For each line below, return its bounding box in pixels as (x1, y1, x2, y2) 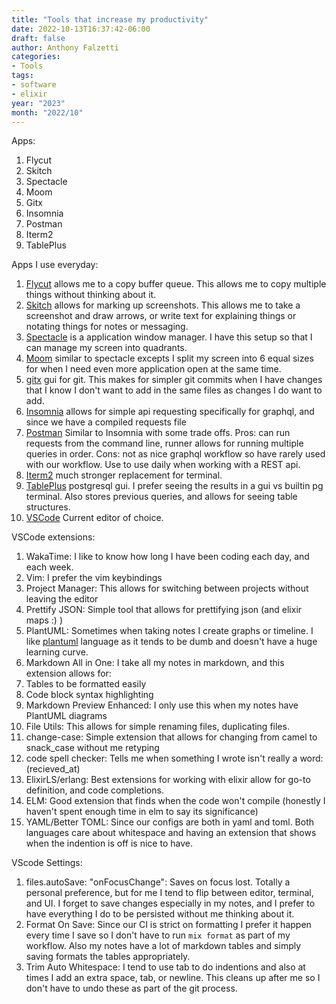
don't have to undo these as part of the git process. (25, 982, 238, 995)
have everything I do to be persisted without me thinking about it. (25, 908, 295, 920)
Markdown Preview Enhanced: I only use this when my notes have (25, 699, 299, 711)
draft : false (11, 33, 66, 43)
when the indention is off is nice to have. (25, 837, 193, 850)
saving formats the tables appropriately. (25, 951, 191, 963)
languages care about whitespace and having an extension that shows (25, 827, 317, 839)
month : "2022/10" (11, 107, 84, 118)
